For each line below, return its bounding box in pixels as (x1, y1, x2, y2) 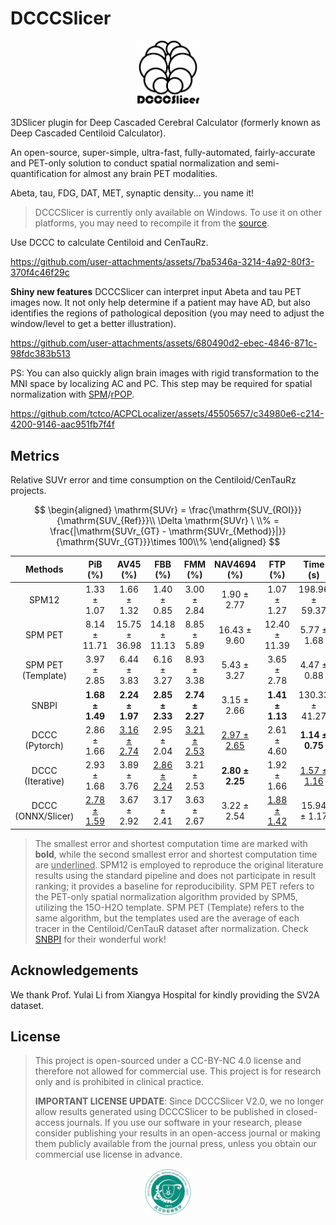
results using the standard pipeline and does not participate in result (34, 869, 317, 881)
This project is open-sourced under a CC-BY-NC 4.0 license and (34, 1055, 302, 1067)
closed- (285, 1106, 318, 1118)
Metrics (10, 447, 60, 464)
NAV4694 (214, 558, 257, 570)
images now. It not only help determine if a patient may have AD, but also (10, 297, 311, 309)
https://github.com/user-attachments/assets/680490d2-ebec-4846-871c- (10, 337, 318, 349)
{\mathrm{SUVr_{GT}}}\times (55, 536, 177, 547)
